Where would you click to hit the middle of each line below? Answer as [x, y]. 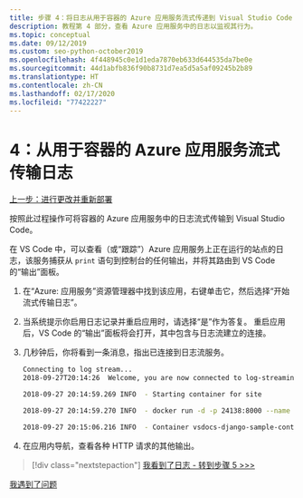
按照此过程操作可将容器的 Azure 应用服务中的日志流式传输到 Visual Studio [147, 219]
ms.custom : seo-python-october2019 [76, 52]
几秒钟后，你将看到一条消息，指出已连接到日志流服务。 [125, 352]
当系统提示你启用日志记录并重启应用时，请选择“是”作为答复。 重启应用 [154, 322]
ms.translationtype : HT [54, 77]
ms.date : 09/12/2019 [48, 43]
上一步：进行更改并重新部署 [61, 200]
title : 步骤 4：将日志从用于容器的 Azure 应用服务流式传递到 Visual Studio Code [151, 18]
